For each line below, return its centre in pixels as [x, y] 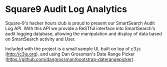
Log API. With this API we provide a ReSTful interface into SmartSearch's [80, 28]
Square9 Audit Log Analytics [66, 9]
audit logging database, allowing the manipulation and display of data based [84, 33]
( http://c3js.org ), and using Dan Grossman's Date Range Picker [70, 54]
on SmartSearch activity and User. [40, 39]
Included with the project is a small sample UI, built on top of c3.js [73, 48]
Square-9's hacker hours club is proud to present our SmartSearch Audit [80, 23]
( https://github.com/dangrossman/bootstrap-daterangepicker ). [70, 59]
